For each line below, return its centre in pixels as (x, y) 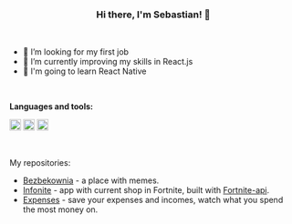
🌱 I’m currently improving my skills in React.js (108, 62)
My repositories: (40, 163)
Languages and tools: (52, 107)
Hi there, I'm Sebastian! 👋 (153, 15)
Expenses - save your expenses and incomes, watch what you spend (153, 200)
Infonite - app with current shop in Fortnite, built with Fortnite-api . (146, 190)
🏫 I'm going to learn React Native (84, 71)
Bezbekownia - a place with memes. (91, 180)
